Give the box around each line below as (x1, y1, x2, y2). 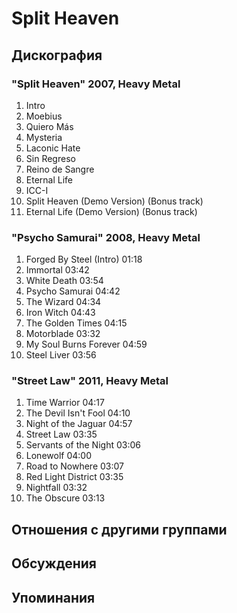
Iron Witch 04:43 (25, 307, 96, 319)
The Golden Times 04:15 (25, 317, 128, 329)
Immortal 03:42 (25, 264, 90, 276)
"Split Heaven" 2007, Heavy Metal (11, 77, 181, 91)
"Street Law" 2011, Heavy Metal (11, 374, 169, 388)
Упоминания (11, 589, 96, 606)
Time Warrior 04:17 (25, 397, 105, 409)
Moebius (25, 110, 63, 122)
